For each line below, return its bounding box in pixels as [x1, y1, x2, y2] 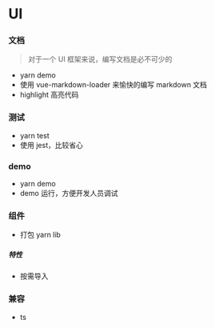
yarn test [19, 130, 50, 140]
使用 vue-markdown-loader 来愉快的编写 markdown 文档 [19, 80, 208, 90]
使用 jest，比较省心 [19, 140, 84, 150]
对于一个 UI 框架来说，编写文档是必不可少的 [27, 54, 173, 64]
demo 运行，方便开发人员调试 [19, 189, 118, 198]
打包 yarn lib [19, 230, 62, 240]
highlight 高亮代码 [19, 90, 79, 100]
